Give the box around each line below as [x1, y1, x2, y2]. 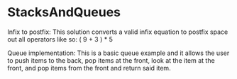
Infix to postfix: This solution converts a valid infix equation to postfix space [7, 28, 228, 36]
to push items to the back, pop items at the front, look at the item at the [7, 56, 215, 64]
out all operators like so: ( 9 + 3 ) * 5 [7, 35, 114, 43]
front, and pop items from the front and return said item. [7, 63, 172, 72]
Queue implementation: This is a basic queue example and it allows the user [7, 49, 230, 57]
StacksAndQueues [7, 4, 121, 20]
